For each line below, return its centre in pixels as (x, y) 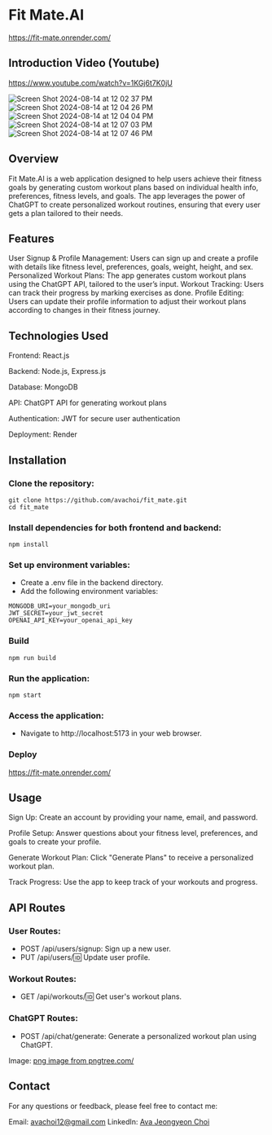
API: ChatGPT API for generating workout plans (88, 403)
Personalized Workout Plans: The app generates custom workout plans (127, 275)
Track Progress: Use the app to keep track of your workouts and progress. (133, 882)
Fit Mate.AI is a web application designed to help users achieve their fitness (135, 178)
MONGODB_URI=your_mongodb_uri (60, 606)
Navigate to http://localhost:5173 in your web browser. (111, 733)
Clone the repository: (52, 483)
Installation (37, 460)
